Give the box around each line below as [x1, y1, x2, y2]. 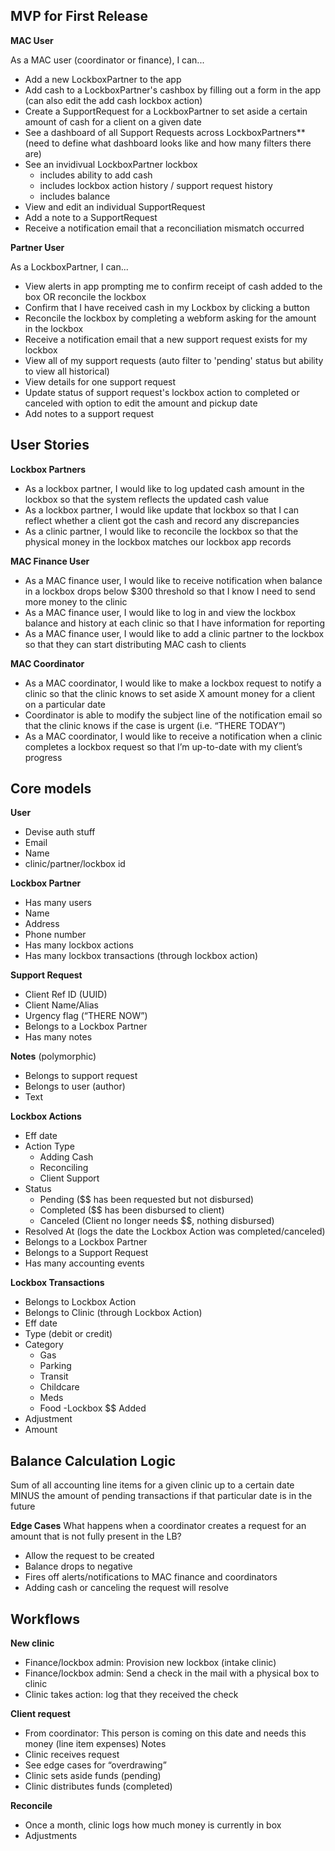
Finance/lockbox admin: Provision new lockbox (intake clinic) [24, 1657, 277, 1669]
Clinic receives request [24, 1749, 120, 1761]
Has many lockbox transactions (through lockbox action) [24, 950, 259, 962]
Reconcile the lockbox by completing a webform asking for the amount [24, 312, 317, 324]
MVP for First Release [10, 8, 149, 25]
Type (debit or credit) [24, 1328, 113, 1340]
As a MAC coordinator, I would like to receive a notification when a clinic [24, 730, 323, 742]
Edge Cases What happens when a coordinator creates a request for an [10, 1520, 307, 1532]
